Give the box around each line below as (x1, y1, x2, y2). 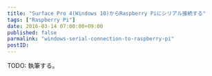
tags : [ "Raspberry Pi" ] (7, 16, 76, 23)
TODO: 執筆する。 (7, 62, 59, 69)
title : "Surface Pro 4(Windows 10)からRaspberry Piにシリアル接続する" (7, 10, 206, 17)
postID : (7, 42, 30, 49)
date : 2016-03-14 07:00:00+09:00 (7, 23, 104, 29)
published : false (7, 29, 57, 36)
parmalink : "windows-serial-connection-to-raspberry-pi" (7, 36, 175, 42)
